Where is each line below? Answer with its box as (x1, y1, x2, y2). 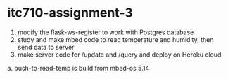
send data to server (17, 43, 75, 51)
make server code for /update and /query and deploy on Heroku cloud (17, 50, 222, 59)
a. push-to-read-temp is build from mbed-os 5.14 (7, 64, 150, 72)
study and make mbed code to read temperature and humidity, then (17, 35, 214, 43)
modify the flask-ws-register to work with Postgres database (17, 28, 194, 36)
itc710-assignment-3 (7, 5, 134, 21)
